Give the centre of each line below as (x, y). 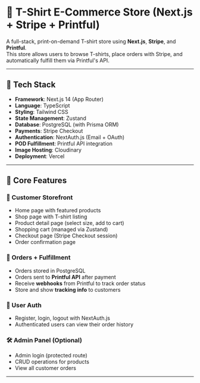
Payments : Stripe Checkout (49, 131)
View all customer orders (45, 368)
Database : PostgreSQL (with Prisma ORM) (67, 124)
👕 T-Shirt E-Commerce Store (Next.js (99, 12)
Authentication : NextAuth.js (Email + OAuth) (70, 137)
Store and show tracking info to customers (68, 289)
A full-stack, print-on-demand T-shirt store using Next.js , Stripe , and (91, 41)
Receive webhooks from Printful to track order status (80, 283)
